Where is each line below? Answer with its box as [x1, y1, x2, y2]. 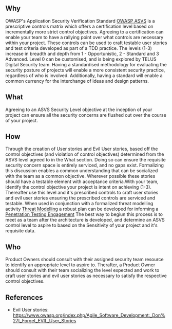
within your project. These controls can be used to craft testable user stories [5, 40, 167, 46]
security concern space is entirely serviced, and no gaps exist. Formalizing [5, 162, 164, 169]
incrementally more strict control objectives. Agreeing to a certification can [5, 28, 164, 35]
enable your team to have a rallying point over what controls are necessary [5, 34, 164, 40]
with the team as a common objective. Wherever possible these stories [5, 173, 156, 179]
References [5, 293, 43, 302]
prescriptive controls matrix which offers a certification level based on [5, 23, 154, 29]
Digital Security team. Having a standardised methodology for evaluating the [5, 61, 167, 67]
